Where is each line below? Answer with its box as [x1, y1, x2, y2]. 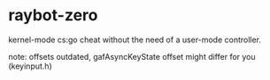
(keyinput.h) [8, 61, 52, 71]
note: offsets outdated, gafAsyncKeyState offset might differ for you [8, 51, 256, 62]
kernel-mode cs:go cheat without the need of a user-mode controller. [8, 34, 262, 45]
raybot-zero [8, 5, 98, 25]
